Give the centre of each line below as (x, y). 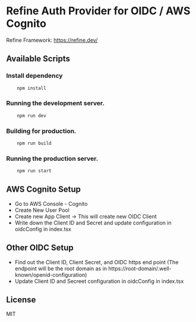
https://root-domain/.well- (140, 268)
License (21, 300)
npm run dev (31, 115)
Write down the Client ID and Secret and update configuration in (93, 223)
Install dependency (34, 76)
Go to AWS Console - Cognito (51, 204)
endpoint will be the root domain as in (61, 268)
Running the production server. (52, 158)
